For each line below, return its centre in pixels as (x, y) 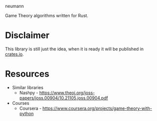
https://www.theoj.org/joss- (67, 93)
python (27, 113)
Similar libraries (28, 87)
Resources (27, 74)
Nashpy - (29, 93)
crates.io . (14, 54)
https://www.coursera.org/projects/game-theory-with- (97, 108)
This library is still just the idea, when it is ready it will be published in (74, 49)
